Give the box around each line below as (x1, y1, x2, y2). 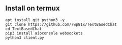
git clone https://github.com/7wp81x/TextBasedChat (5, 22, 117, 27)
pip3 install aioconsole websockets (5, 30, 83, 36)
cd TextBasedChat (5, 26, 42, 31)
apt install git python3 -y (5, 17, 65, 22)
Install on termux (5, 4, 60, 13)
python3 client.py (5, 35, 44, 40)
